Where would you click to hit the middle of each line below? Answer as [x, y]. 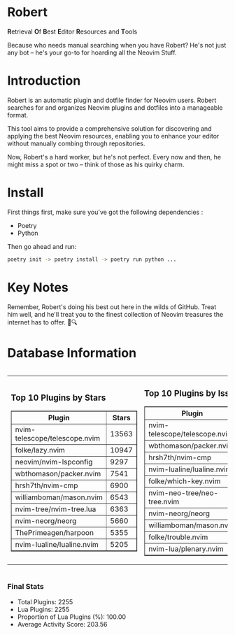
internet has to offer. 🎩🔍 [42, 322]
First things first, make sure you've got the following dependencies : [105, 212]
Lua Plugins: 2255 [43, 609]
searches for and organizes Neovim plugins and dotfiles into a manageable [115, 107]
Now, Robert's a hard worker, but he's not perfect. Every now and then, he [114, 157]
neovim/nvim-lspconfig [54, 462]
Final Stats [26, 587]
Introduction [44, 81]
